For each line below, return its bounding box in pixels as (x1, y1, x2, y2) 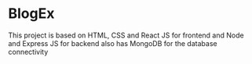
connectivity (8, 47, 49, 56)
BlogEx (8, 5, 55, 23)
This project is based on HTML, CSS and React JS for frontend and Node (8, 30, 245, 40)
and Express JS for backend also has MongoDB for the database (8, 38, 217, 48)
